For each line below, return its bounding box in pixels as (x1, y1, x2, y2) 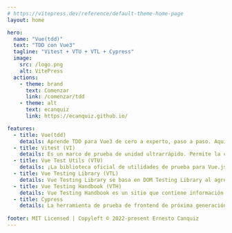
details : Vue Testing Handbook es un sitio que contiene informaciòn (19, 189, 224, 196)
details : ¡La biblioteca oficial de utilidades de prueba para (19, 164, 206, 171)
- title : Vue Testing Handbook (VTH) (13, 183, 122, 190)
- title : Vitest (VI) (13, 145, 76, 151)
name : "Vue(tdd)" (13, 35, 64, 42)
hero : (7, 29, 23, 36)
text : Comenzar (25, 87, 70, 94)
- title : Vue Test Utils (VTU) (13, 157, 104, 165)
